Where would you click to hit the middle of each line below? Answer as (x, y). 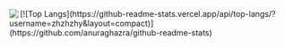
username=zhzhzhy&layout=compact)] (82, 23)
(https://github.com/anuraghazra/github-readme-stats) (111, 33)
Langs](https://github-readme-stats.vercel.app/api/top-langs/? (160, 14)
